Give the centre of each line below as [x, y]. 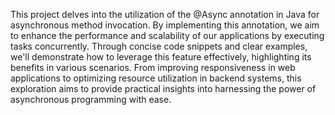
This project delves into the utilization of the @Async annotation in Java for [165, 14]
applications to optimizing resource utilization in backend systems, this [156, 78]
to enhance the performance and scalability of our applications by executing [167, 35]
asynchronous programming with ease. [91, 99]
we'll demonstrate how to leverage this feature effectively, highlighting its [161, 57]
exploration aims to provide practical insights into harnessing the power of [163, 88]
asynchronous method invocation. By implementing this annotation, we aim [165, 25]
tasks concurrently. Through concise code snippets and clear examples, [159, 46]
